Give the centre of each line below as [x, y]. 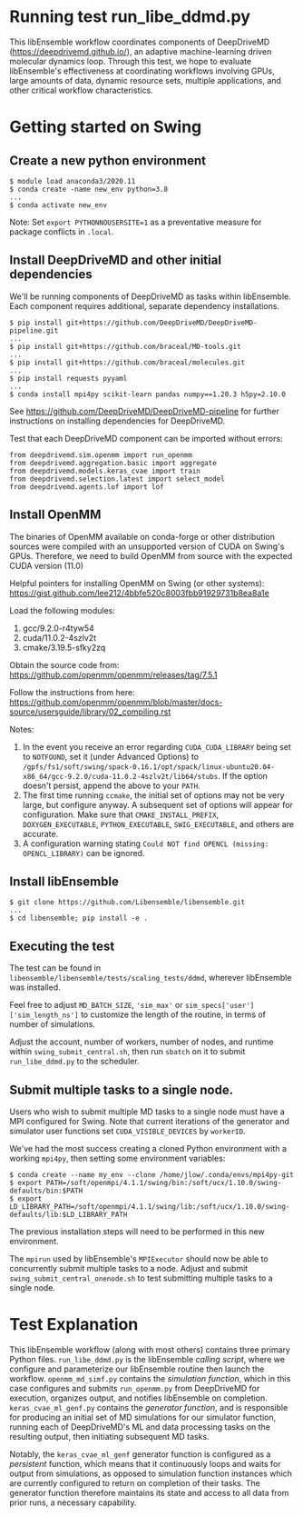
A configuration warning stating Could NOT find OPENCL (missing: [146, 843]
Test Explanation [74, 1325]
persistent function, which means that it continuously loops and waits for [145, 1463]
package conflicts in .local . [62, 231]
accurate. [40, 833]
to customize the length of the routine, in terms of [173, 1014]
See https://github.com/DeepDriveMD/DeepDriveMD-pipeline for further [144, 411]
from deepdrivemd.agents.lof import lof [87, 487]
